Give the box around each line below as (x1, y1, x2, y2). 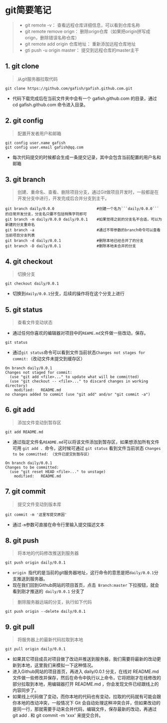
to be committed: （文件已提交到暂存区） (12, 451, 92, 456)
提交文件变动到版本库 (17, 501, 61, 507)
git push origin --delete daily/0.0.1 (5, 609, 86, 614)
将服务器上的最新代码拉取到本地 (17, 637, 83, 643)
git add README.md (5, 429, 43, 434)
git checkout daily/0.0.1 (5, 281, 59, 286)
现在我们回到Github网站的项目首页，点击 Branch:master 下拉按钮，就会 (12, 582, 160, 588)
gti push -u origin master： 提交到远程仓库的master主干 (24, 47, 140, 53)
